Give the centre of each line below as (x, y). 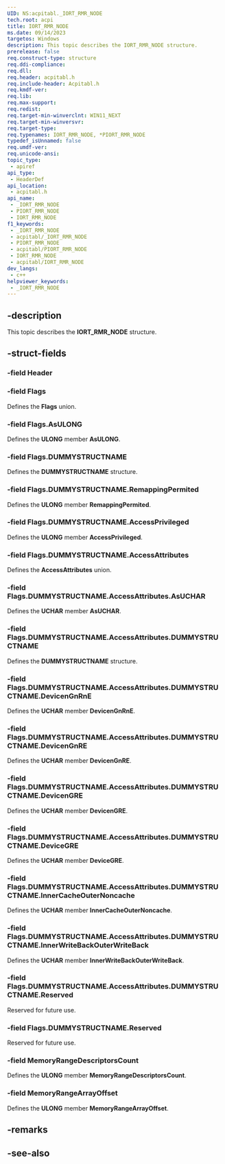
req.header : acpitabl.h (41, 77)
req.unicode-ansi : (33, 154)
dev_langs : (23, 268)
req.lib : (20, 97)
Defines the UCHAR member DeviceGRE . (66, 860)
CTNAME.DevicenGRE (45, 796)
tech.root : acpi (30, 20)
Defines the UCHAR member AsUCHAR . (64, 611)
